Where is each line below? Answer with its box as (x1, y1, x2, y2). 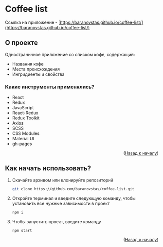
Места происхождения (12, 66, 60, 72)
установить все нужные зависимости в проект (12, 200, 110, 206)
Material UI (12, 136, 35, 142)
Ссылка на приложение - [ (5, 19, 60, 25)
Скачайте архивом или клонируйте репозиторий (12, 177, 113, 183)
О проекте (5, 39, 38, 47)
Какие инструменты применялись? (5, 83, 95, 90)
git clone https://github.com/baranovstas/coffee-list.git (12, 186, 135, 191)
